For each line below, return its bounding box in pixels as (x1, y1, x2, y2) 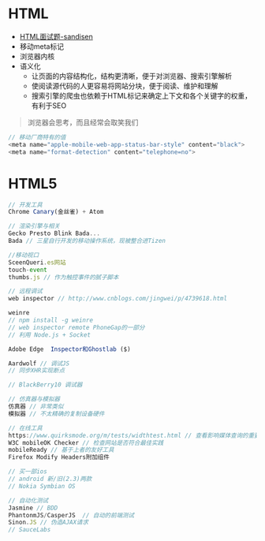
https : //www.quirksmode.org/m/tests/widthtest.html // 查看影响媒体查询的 (8, 431, 248, 439)
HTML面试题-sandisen (19, 32, 93, 41)
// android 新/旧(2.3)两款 (8, 475, 92, 483)
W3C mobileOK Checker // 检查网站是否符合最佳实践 (8, 438, 164, 446)
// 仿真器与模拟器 (8, 395, 61, 403)
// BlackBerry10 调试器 (8, 381, 83, 389)
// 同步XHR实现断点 (8, 367, 65, 375)
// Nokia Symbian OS (8, 482, 77, 490)
